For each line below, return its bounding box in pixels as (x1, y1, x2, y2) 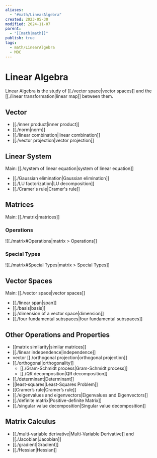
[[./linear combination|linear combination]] (12, 132, 101, 138)
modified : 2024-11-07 (5, 21, 51, 27)
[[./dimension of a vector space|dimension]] (12, 311, 104, 317)
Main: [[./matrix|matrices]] (5, 214, 60, 220)
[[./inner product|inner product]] (12, 122, 80, 128)
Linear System (5, 152, 52, 160)
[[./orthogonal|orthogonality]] (12, 360, 74, 366)
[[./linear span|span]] (12, 300, 57, 306)
